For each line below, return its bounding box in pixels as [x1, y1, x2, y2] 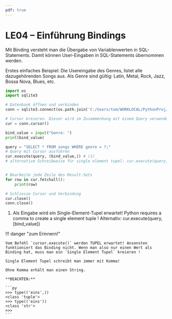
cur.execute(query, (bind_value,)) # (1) [5, 154, 95, 159]
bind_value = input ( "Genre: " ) [5, 130, 72, 135]
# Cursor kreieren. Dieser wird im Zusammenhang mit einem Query [5, 116, 147, 122]
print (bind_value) [5, 135, 45, 140]
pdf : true [5, 7, 27, 13]
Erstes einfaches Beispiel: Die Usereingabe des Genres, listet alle [5, 67, 143, 73]
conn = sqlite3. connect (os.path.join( [5, 107, 88, 112]
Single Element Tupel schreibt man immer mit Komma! [5, 258, 120, 264]
